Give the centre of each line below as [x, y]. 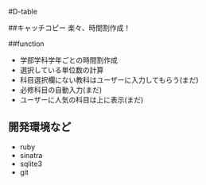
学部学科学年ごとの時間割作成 [68, 60]
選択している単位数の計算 [62, 70]
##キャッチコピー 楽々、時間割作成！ [70, 28]
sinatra [31, 155]
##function [27, 44]
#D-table [23, 12]
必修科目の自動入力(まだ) [61, 90]
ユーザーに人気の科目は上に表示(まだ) [82, 100]
